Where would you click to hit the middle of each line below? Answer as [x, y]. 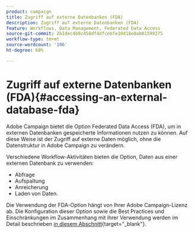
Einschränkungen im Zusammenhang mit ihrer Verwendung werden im [92, 218]
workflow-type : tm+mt [33, 39]
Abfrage [25, 174]
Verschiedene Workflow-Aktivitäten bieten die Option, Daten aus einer [92, 157]
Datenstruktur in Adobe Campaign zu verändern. [66, 145]
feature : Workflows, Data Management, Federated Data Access [83, 28]
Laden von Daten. [36, 193]
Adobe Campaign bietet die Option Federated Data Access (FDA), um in [94, 126]
